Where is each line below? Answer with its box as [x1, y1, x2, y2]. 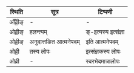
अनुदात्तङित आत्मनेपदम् [29, 37, 80, 46]
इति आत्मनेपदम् [85, 37, 119, 46]
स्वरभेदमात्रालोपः [85, 57, 120, 65]
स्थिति [10, 8, 23, 16]
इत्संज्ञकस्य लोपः [85, 48, 121, 56]
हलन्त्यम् [29, 28, 47, 36]
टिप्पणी [98, 8, 113, 16]
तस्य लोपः [29, 48, 50, 56]
